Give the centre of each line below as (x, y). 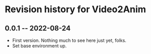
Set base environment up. (39, 46)
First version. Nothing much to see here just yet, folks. (69, 40)
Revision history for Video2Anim (75, 9)
